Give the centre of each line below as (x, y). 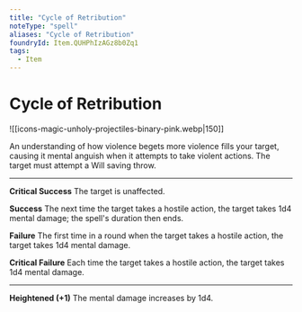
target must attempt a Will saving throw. (83, 165)
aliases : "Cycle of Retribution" (72, 34)
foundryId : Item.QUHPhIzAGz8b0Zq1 (74, 43)
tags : (19, 51)
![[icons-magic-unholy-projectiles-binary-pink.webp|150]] (117, 129)
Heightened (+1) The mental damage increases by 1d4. (111, 298)
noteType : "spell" (44, 26)
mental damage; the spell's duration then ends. (97, 218)
